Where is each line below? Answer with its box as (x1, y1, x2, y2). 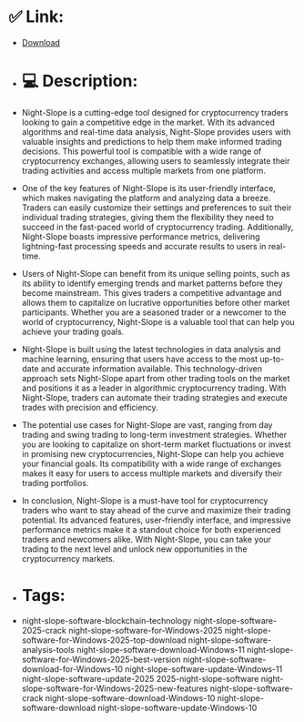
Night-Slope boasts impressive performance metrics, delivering (21, 230, 260, 242)
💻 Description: (21, 71, 138, 92)
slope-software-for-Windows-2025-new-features (21, 683, 208, 694)
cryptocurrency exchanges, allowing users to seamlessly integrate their (21, 155, 290, 166)
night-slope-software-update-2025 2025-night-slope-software (21, 673, 259, 684)
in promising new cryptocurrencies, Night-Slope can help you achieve (21, 448, 285, 459)
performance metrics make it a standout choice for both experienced (21, 524, 281, 534)
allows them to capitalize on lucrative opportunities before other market (21, 297, 290, 308)
